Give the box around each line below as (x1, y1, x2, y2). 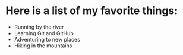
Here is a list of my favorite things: (5, 4, 178, 18)
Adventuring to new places (14, 36, 81, 43)
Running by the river (14, 23, 64, 30)
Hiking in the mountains (14, 42, 72, 49)
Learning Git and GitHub (14, 29, 74, 36)
